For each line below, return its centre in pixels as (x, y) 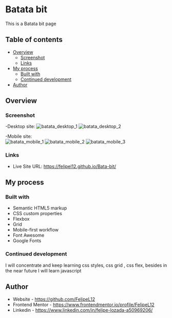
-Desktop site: (20, 126)
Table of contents (34, 40)
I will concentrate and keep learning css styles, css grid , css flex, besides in (86, 265)
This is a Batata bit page (31, 24)
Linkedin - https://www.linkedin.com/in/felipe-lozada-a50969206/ (83, 310)
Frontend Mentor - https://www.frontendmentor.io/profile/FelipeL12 (84, 304)
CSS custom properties (37, 214)
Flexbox (21, 219)
